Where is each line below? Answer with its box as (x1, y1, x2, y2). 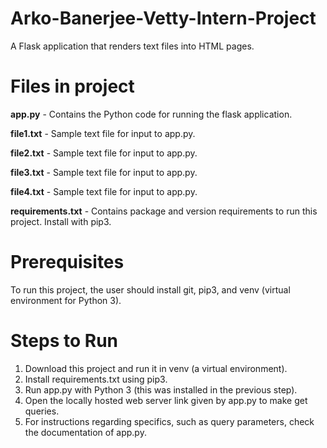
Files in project (10, 75, 135, 98)
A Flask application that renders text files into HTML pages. (10, 40, 255, 52)
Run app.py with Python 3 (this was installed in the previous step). (24, 383, 298, 396)
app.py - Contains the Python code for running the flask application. (10, 108, 293, 120)
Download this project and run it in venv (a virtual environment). (24, 362, 288, 374)
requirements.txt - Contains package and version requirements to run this (10, 205, 318, 217)
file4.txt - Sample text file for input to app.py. (10, 185, 198, 197)
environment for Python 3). (10, 294, 122, 306)
